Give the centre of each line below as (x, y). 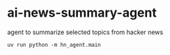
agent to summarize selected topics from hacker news (85, 32)
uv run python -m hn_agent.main (54, 45)
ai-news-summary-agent (82, 13)
